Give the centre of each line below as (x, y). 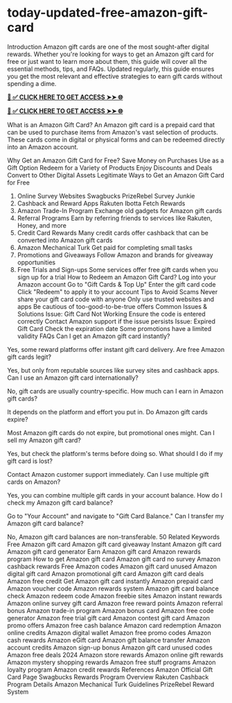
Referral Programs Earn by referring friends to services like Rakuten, (115, 218)
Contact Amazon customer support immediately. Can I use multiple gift (108, 474)
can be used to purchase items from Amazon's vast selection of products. (113, 132)
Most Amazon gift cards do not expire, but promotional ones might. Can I (111, 432)
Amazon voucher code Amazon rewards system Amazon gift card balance (113, 588)
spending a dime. (32, 83)
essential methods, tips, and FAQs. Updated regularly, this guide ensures (111, 69)
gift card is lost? (30, 461)
